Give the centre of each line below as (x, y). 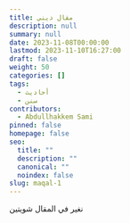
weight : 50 (29, 68)
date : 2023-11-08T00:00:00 (59, 42)
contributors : (36, 109)
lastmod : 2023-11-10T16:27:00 (65, 51)
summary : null (36, 34)
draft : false (33, 59)
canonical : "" (43, 167)
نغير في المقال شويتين (46, 209)
